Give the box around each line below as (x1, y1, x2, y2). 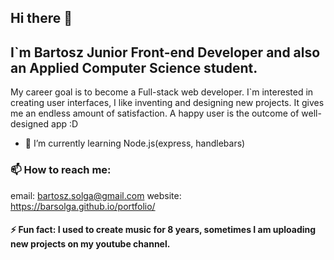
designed (10, 118, 50, 130)
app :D (51, 118, 79, 130)
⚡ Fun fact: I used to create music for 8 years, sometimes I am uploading (10, 224, 317, 236)
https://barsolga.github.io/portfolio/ (10, 200, 156, 212)
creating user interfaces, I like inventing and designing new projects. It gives (10, 97, 325, 109)
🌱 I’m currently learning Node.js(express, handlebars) (24, 137, 246, 150)
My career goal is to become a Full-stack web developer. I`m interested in (10, 86, 314, 98)
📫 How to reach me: (10, 163, 112, 177)
